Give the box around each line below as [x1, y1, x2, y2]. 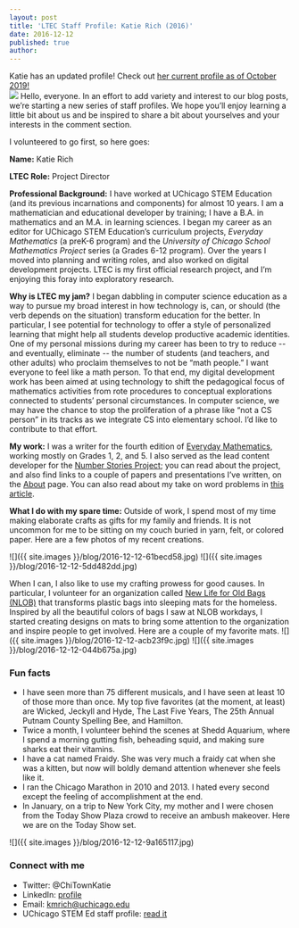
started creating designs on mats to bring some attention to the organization [9, 617, 290, 627]
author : [9, 46, 38, 55]
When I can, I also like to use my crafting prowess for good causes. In [9, 578, 265, 589]
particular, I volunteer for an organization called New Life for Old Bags [9, 588, 266, 599]
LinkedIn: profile [21, 889, 82, 899]
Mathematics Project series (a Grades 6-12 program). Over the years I [9, 245, 267, 256]
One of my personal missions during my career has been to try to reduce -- [9, 338, 287, 349]
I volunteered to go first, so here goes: [9, 137, 150, 147]
